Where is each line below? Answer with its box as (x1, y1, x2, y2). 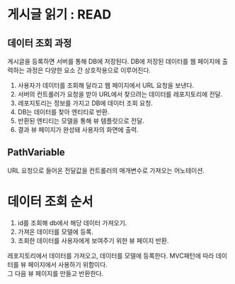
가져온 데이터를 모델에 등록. (17, 227, 94, 236)
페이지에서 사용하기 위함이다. (28, 260, 108, 268)
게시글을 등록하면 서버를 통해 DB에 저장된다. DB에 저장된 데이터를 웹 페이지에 (7, 58, 221, 65)
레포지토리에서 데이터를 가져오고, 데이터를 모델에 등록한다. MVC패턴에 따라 (7, 251, 214, 260)
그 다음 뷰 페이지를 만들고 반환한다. (7, 269, 104, 278)
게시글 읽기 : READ (7, 6, 112, 23)
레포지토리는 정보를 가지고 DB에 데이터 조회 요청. (17, 99, 154, 107)
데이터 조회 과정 (7, 37, 72, 49)
